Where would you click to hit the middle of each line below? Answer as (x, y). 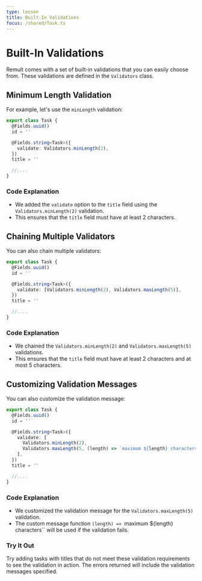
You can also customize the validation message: (66, 399)
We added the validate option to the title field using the (86, 205)
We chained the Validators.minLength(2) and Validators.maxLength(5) (103, 346)
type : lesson (23, 12)
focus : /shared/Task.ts (36, 23)
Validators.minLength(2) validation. (59, 211)
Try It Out (20, 545)
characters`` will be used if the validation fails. (72, 530)
